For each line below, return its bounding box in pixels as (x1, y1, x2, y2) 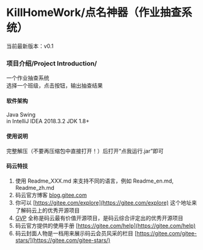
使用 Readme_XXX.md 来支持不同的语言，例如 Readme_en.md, (15, 177, 174, 184)
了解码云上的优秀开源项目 (15, 206, 80, 214)
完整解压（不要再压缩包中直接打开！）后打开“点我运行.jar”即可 (6, 147, 164, 154)
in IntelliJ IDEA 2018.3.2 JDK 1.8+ (6, 118, 90, 125)
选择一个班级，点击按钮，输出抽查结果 (6, 82, 103, 89)
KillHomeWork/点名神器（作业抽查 (6, 6, 182, 20)
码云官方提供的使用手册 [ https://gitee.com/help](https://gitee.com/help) (15, 222, 196, 229)
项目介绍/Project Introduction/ (6, 59, 97, 67)
